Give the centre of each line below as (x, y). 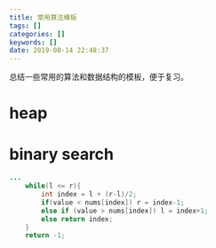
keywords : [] (33, 42)
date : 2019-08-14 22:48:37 (59, 51)
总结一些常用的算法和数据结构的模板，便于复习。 (99, 77)
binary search (61, 154)
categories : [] (37, 34)
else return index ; (77, 219)
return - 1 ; (45, 236)
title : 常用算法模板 (43, 17)
